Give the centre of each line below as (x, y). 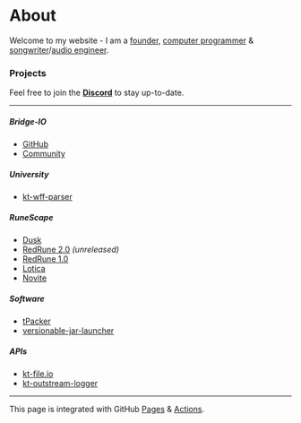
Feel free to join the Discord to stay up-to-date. (97, 93)
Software (27, 298)
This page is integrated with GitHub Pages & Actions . (107, 410)
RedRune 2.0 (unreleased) (70, 250)
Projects (28, 73)
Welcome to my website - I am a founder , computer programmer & (132, 40)
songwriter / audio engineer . (59, 49)
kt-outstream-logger (60, 384)
